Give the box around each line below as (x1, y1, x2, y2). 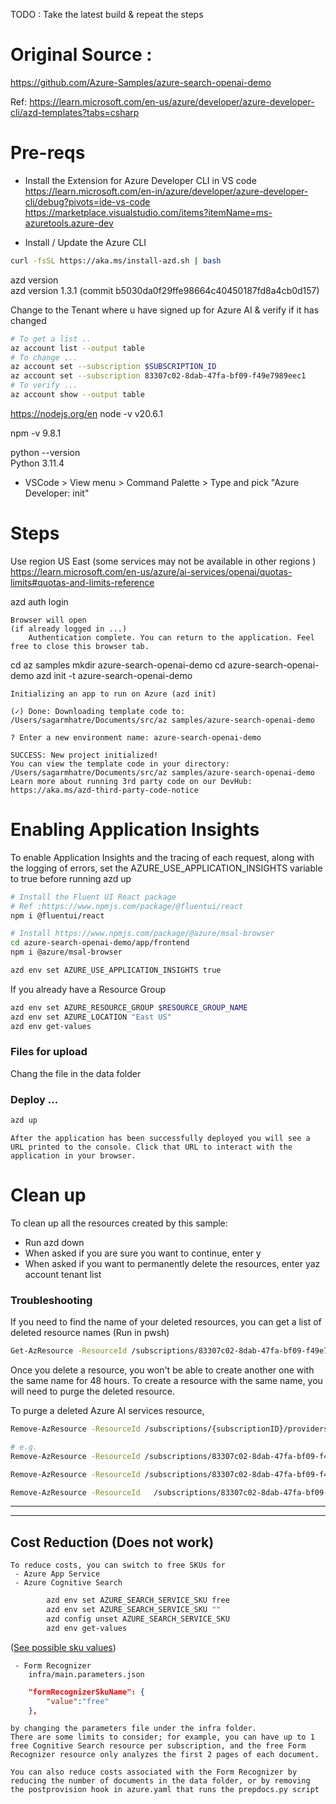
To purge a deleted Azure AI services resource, (10, 1405, 205, 1417)
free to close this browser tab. (10, 641, 150, 651)
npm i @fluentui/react (10, 910, 105, 921)
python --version (10, 446, 81, 458)
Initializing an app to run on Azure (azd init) (10, 689, 217, 699)
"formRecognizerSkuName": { (28, 1687, 145, 1697)
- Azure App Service (14, 1569, 101, 1579)
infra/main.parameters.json (28, 1669, 145, 1679)
